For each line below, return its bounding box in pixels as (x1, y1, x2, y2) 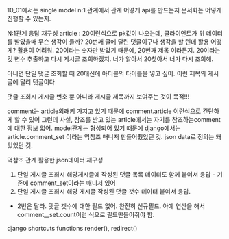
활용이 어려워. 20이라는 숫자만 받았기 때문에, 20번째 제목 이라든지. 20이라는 (16, 47, 221, 54)
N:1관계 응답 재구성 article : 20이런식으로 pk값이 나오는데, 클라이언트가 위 (7, 29, 205, 37)
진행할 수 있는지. (7, 14, 51, 23)
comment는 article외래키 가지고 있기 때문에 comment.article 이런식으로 (7, 107, 202, 115)
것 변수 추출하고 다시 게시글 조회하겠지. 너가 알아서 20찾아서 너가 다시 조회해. (7, 55, 214, 63)
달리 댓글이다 (19, 78, 55, 86)
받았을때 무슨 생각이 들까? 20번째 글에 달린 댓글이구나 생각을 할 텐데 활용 (14, 38, 210, 46)
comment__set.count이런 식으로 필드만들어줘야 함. (16, 211, 155, 218)
